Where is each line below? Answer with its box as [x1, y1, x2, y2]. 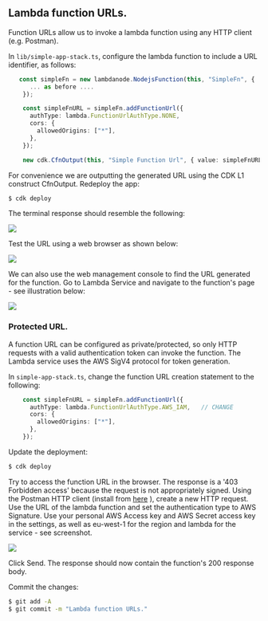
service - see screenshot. [8, 528, 93, 537]
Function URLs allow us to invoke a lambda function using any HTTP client [8, 27, 253, 37]
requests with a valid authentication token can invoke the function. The [8, 348, 242, 357]
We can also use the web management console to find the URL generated [8, 269, 250, 279]
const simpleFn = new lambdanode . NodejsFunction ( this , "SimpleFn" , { [18, 75, 255, 83]
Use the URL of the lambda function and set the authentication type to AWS [8, 502, 257, 512]
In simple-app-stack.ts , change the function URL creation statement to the [8, 371, 254, 381]
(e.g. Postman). [8, 36, 59, 45]
